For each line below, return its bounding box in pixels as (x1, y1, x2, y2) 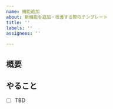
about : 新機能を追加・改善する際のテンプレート (6, 14, 108, 20)
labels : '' (6, 25, 33, 31)
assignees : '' (6, 31, 41, 37)
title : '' (6, 19, 31, 25)
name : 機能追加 (6, 8, 40, 15)
